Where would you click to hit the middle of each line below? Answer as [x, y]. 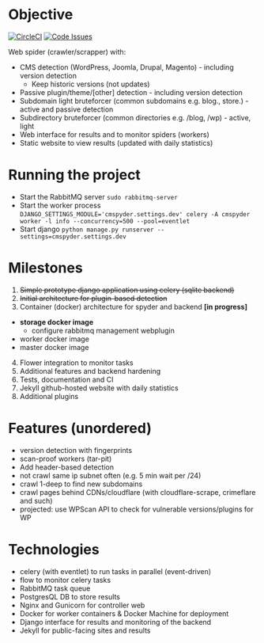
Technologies [54, 549]
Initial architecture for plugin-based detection [93, 298]
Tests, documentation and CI [66, 379]
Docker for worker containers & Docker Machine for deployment [124, 613]
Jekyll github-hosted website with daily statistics [99, 388]
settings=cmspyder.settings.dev [73, 236]
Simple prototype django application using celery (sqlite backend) [127, 290]
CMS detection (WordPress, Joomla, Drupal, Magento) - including [127, 67]
